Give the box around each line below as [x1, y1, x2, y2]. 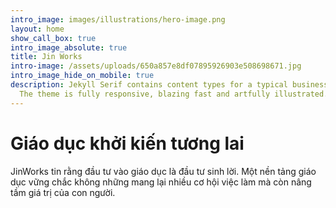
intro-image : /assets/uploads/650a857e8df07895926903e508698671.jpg [10, 61, 302, 71]
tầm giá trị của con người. [10, 186, 116, 198]
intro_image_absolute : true [10, 42, 128, 53]
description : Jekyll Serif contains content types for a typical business [10, 80, 329, 90]
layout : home [10, 24, 65, 34]
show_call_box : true [10, 33, 97, 43]
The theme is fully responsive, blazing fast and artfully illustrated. [19, 89, 329, 99]
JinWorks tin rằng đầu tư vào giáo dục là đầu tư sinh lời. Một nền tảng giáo [10, 165, 317, 177]
